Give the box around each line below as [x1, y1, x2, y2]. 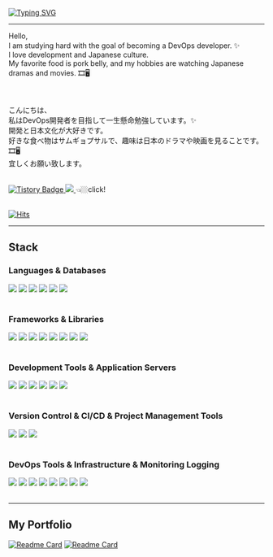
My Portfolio [8, 518, 72, 532]
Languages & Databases [8, 265, 106, 276]
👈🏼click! [76, 185, 106, 194]
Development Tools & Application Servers [8, 362, 177, 373]
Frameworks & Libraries [8, 313, 104, 324]
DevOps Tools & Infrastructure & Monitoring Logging [8, 459, 220, 470]
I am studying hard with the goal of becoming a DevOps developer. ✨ [8, 41, 240, 50]
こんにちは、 [8, 106, 51, 115]
